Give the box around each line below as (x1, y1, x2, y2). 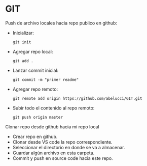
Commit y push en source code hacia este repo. (12, 155, 113, 161)
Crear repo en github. (12, 133, 58, 140)
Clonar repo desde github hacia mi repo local (5, 123, 100, 130)
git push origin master (12, 115, 63, 120)
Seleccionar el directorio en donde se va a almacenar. (12, 144, 125, 150)
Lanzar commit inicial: (12, 67, 59, 73)
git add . (12, 58, 34, 64)
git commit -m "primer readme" (12, 77, 79, 82)
